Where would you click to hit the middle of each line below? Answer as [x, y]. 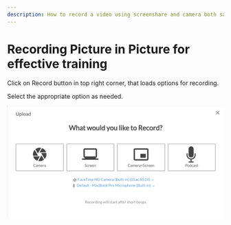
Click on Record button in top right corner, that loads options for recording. [113, 83]
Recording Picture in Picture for [99, 49]
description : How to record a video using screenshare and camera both [112, 14]
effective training [57, 63]
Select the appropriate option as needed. [65, 96]
